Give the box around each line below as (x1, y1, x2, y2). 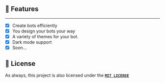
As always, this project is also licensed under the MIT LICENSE (5, 72, 129, 78)
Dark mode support (12, 39, 52, 45)
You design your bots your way (12, 28, 75, 34)
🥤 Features (5, 5, 39, 13)
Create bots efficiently (12, 23, 57, 28)
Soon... (12, 45, 27, 51)
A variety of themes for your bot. (12, 33, 79, 39)
